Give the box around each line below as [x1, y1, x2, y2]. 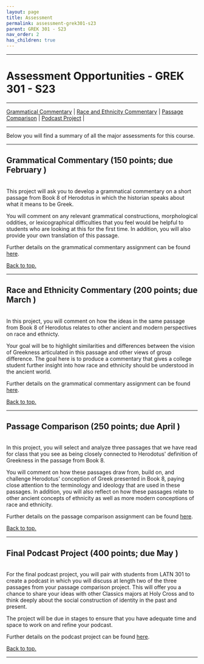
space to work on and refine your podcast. [6, 621, 113, 629]
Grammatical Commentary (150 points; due [6, 155, 173, 166]
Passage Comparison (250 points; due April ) [6, 421, 180, 431]
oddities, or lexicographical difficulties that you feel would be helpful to [6, 219, 184, 226]
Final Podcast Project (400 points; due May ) [6, 548, 178, 558]
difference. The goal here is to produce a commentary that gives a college [6, 355, 192, 362]
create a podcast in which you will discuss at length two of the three [6, 577, 177, 585]
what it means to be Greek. [6, 200, 74, 208]
